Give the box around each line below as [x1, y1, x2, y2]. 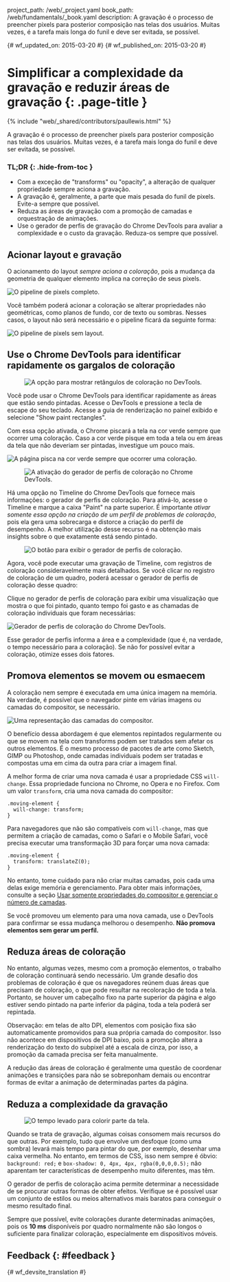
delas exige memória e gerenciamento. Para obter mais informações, [7, 883, 203, 891]
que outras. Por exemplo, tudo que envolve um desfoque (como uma [7, 1138, 202, 1146]
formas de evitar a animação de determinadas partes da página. [7, 1078, 189, 1087]
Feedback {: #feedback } [7, 1250, 115, 1261]
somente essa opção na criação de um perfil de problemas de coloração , [7, 510, 217, 519]
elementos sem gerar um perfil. [7, 926, 100, 934]
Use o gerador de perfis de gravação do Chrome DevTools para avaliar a [16, 221, 223, 230]
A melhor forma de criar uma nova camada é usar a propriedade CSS [7, 772, 203, 780]
